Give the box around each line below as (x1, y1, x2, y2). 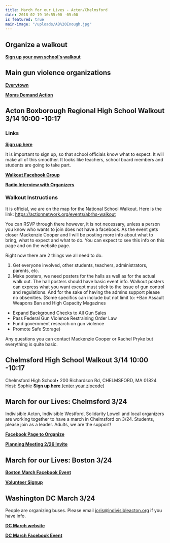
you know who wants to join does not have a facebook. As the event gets (5, 226, 158, 232)
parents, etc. (12, 267, 40, 274)
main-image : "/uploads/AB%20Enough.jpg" (5, 21, 92, 27)
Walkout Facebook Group (5, 172, 60, 178)
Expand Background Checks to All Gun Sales (12, 310, 107, 316)
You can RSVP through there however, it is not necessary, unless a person (5, 221, 160, 227)
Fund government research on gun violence (12, 320, 105, 326)
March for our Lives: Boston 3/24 (5, 456, 112, 464)
